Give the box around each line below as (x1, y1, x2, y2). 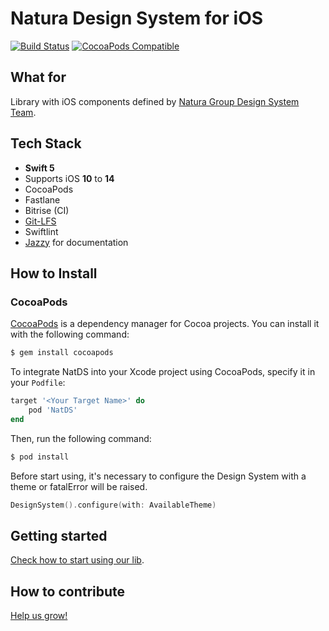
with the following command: (10, 328, 130, 341)
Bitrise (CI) (24, 204, 70, 216)
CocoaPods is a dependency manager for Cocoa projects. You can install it (10, 318, 320, 330)
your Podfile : (10, 377, 66, 389)
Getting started (10, 527, 108, 544)
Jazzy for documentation (24, 236, 129, 248)
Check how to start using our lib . (10, 554, 145, 566)
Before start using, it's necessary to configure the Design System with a (10, 470, 307, 482)
